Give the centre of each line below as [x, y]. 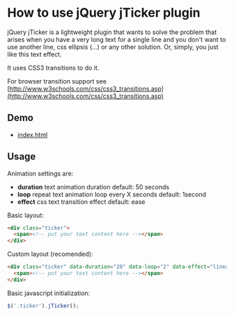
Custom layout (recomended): [50, 254]
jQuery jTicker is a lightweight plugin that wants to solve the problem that [112, 32]
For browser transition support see [57, 81]
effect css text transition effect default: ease [81, 202]
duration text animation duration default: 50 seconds [93, 187]
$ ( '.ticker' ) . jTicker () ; [43, 306]
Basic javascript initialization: [49, 293]
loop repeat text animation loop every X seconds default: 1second [112, 194]
